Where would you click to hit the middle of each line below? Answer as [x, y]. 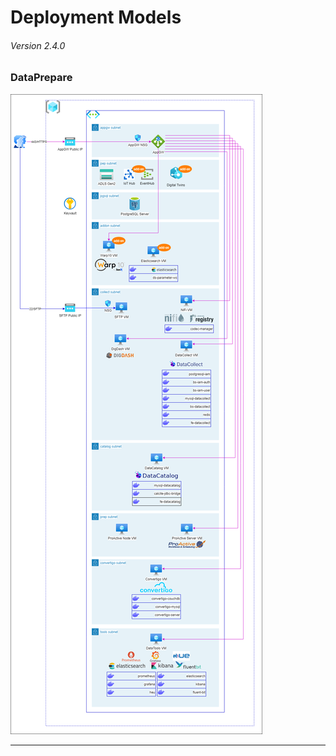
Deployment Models [96, 17]
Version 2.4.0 [38, 45]
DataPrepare [41, 78]
